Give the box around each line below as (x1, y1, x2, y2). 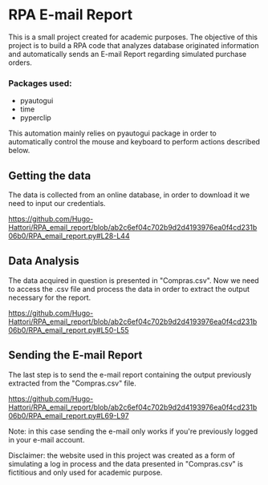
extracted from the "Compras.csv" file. (8, 378, 136, 388)
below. (8, 146, 30, 156)
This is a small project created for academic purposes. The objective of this (8, 32, 258, 42)
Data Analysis (8, 254, 80, 268)
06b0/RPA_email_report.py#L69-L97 (8, 410, 130, 420)
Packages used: (8, 78, 72, 89)
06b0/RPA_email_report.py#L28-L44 (8, 231, 130, 241)
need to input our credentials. (8, 199, 106, 208)
